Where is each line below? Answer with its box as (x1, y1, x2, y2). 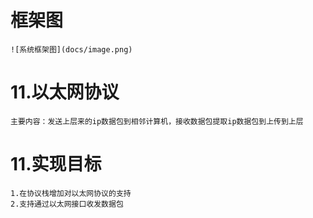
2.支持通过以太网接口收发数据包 (10, 199, 124, 209)
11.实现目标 (10, 153, 102, 176)
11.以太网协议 (10, 81, 120, 104)
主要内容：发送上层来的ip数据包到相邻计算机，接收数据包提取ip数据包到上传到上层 (10, 116, 304, 126)
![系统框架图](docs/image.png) (10, 44, 133, 55)
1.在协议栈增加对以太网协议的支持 (10, 188, 132, 198)
